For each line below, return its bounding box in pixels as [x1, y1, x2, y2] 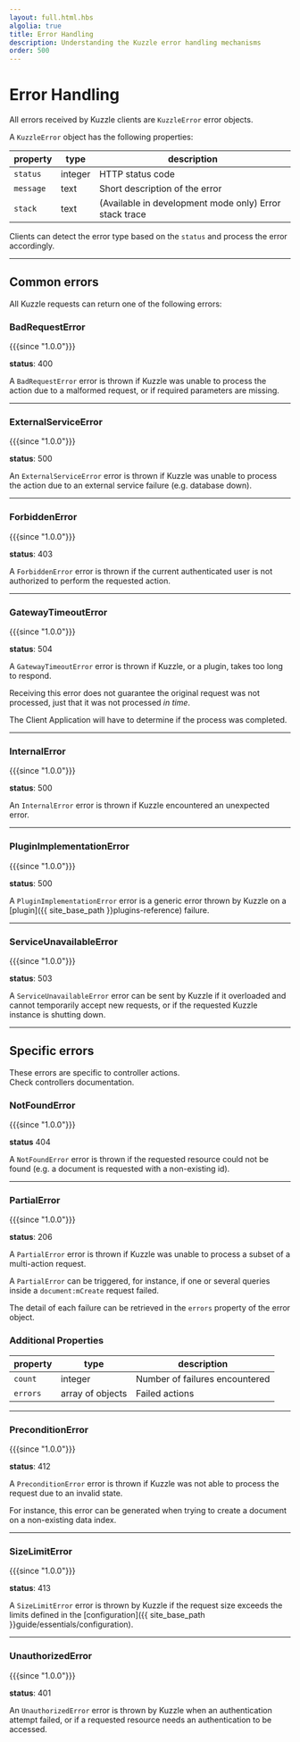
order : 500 [9, 46, 50, 55]
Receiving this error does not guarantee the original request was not [9, 688, 261, 699]
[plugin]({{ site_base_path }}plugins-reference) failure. [9, 904, 210, 916]
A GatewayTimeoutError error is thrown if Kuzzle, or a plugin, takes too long [9, 661, 284, 672]
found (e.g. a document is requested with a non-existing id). [9, 1163, 230, 1175]
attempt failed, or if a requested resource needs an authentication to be [9, 1714, 272, 1725]
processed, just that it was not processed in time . [9, 698, 190, 708]
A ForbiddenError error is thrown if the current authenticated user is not [9, 565, 273, 576]
